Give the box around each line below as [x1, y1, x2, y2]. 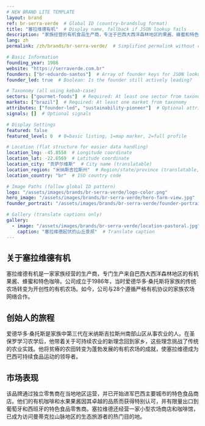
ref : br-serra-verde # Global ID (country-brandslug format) [6, 20, 168, 26]
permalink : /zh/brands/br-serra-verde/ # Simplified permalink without [6, 43, 195, 50]
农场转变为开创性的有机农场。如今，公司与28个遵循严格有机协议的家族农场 [6, 285, 195, 293]
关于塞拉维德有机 [6, 252, 71, 263]
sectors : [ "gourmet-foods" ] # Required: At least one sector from [6, 94, 182, 100]
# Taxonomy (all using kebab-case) [6, 88, 97, 94]
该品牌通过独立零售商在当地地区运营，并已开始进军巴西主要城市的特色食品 [6, 389, 193, 397]
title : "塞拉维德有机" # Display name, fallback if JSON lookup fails [6, 26, 187, 32]
